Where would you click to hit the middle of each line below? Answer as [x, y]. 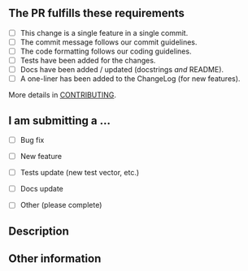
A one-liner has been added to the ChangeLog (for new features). [130, 79]
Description [39, 231]
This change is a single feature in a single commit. [104, 32]
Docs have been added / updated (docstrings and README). [122, 70]
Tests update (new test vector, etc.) [80, 173]
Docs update [41, 189]
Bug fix [32, 140]
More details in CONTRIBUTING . [62, 95]
